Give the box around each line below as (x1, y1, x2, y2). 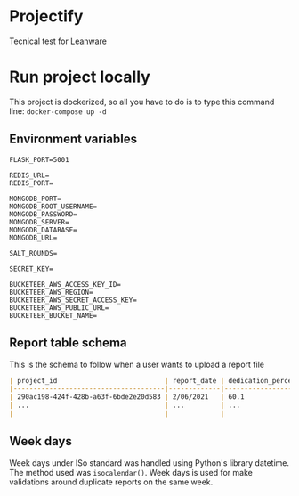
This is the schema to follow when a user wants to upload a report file (9, 359, 265, 370)
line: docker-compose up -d (9, 105, 107, 117)
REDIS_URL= (9, 171, 50, 180)
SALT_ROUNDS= (9, 248, 58, 257)
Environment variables (9, 132, 138, 147)
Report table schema (9, 336, 127, 351)
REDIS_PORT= (9, 178, 53, 188)
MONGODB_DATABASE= (9, 225, 77, 234)
